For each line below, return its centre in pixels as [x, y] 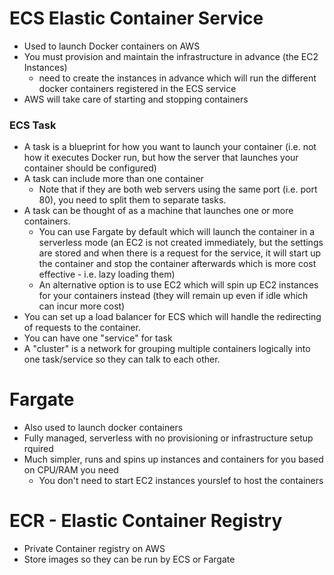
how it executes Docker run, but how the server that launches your [161, 158]
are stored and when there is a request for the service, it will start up [180, 253]
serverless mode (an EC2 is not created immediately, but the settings [181, 243]
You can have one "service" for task [98, 338]
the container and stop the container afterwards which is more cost [177, 264]
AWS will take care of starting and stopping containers [136, 99]
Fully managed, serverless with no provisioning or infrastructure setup [168, 438]
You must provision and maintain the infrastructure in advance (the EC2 [171, 56]
